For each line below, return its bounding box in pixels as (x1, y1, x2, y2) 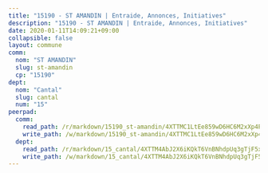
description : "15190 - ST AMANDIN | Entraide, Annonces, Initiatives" (8, 19, 248, 27)
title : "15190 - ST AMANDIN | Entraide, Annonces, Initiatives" (8, 11, 227, 20)
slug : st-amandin (15, 64, 73, 72)
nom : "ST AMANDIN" (15, 57, 77, 65)
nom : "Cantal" (15, 85, 62, 94)
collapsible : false (8, 33, 73, 42)
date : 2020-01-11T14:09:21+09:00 (8, 26, 120, 34)
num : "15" (15, 100, 48, 108)
